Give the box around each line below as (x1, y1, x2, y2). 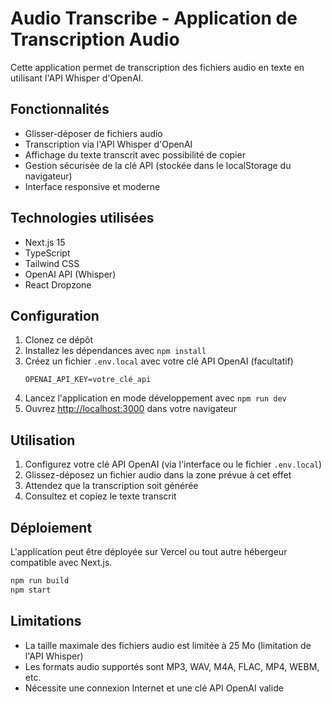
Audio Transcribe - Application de (10, 7, 298, 30)
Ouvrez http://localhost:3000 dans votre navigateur (24, 403, 237, 415)
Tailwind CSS (24, 257, 80, 269)
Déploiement (10, 519, 93, 536)
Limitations (10, 613, 82, 630)
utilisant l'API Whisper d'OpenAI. (10, 72, 144, 84)
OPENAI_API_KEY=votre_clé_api (24, 375, 152, 385)
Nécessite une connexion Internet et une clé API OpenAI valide (24, 682, 284, 694)
